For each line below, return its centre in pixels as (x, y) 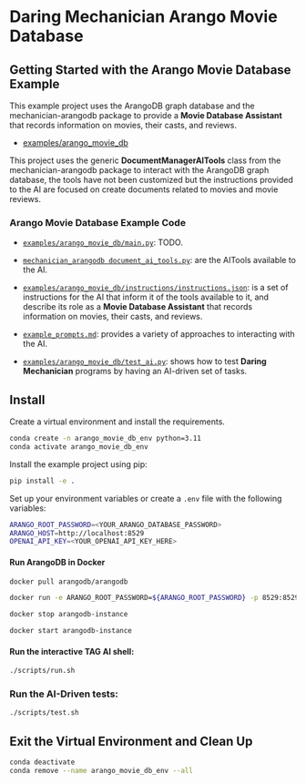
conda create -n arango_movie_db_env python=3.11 (106, 439)
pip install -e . (42, 481)
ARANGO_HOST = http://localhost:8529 (77, 533)
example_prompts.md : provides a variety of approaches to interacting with (159, 334)
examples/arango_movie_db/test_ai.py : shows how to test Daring (144, 361)
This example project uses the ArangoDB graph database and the (132, 106)
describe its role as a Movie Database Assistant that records (138, 307)
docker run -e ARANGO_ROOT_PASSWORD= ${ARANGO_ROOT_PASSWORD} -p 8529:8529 (154, 598)
